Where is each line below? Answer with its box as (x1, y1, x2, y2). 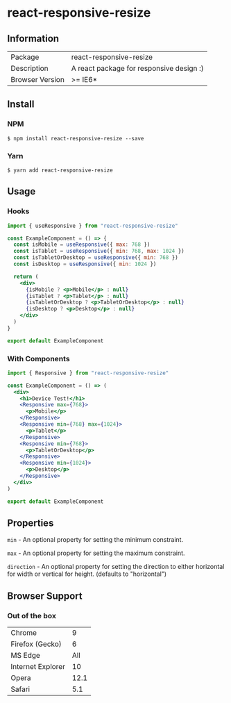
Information (7, 33, 60, 44)
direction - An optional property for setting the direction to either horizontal (7, 563, 225, 571)
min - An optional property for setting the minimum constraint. (7, 536, 184, 544)
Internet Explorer (10, 662, 66, 672)
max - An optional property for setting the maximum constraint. (7, 549, 185, 557)
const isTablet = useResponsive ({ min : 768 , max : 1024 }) (13, 248, 185, 255)
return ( (13, 273, 39, 280)
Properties (7, 517, 54, 529)
